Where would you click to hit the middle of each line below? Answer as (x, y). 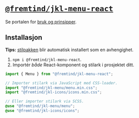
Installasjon (24, 37)
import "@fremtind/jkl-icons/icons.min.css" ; (53, 92)
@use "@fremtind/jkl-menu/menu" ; (40, 106)
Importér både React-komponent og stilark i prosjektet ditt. (73, 65)
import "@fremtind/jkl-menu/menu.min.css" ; (51, 88)
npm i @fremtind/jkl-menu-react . (47, 59)
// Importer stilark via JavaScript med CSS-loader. (61, 83)
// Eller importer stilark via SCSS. (45, 101)
